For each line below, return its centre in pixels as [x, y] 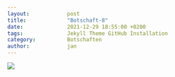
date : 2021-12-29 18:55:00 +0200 [77, 27]
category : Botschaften [54, 40]
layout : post [44, 14]
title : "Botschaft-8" [58, 20]
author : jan [42, 46]
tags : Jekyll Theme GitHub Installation [88, 33]
